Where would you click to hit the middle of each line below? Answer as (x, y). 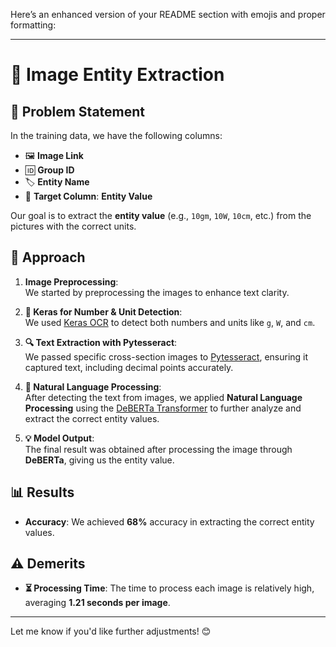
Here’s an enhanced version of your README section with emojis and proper (168, 14)
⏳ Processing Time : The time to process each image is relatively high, (169, 588)
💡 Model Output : (59, 438)
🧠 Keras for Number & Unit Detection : (103, 311)
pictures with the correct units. (73, 226)
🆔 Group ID (49, 170)
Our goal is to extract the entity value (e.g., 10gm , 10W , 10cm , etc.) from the (161, 215)
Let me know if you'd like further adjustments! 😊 (111, 631)
